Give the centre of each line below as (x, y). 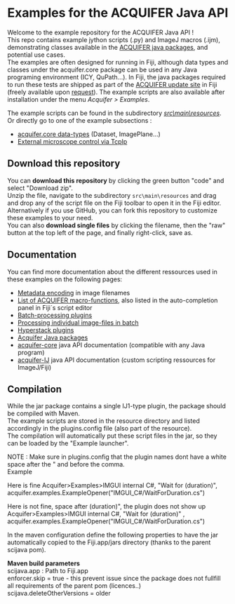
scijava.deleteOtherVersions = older (59, 593)
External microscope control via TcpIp (72, 141)
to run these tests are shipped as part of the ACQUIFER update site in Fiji (112, 84)
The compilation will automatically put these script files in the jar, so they (112, 436)
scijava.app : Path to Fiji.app (48, 571)
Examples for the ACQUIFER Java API (118, 13)
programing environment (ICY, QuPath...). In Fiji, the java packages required (116, 77)
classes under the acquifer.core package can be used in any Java (102, 69)
